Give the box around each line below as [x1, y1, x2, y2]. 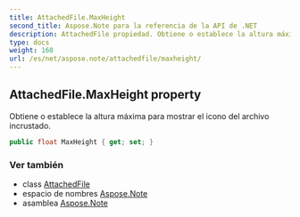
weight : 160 [9, 46, 54, 55]
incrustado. [9, 120, 52, 131]
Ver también [9, 158, 64, 171]
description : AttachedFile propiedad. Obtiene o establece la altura [9, 29, 274, 38]
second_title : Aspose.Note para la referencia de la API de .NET [9, 21, 257, 30]
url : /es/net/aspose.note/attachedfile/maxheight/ [9, 54, 202, 63]
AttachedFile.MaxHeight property [9, 87, 202, 102]
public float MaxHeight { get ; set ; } [9, 137, 154, 147]
